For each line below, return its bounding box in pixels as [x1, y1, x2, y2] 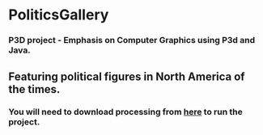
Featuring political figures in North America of [8, 70, 245, 83]
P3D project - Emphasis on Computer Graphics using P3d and [8, 35, 256, 46]
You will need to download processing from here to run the [8, 107, 243, 118]
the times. [8, 82, 61, 96]
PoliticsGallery [8, 6, 109, 24]
